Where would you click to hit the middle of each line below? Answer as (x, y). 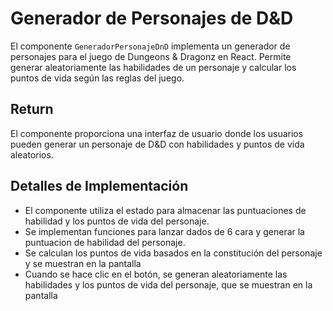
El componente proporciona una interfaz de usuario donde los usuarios (157, 133)
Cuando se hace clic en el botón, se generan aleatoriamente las (156, 274)
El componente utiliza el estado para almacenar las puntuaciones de (165, 210)
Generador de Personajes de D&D (152, 18)
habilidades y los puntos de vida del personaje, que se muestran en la (168, 284)
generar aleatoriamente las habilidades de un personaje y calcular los (153, 67)
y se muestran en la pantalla (83, 263)
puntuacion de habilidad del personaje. (105, 242)
